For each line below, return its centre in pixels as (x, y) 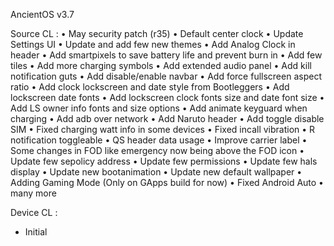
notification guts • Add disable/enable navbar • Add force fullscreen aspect (166, 76)
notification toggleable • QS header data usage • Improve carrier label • (159, 140)
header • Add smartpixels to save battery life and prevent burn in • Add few (166, 55)
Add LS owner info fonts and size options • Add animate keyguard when (159, 108)
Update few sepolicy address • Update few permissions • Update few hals (164, 161)
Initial (36, 232)
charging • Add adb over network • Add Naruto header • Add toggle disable (167, 118)
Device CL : (34, 212)
